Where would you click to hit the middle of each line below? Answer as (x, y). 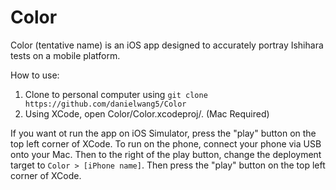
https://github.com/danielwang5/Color (105, 104)
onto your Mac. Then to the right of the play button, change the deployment (166, 154)
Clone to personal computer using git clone (116, 94)
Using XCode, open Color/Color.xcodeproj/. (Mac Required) (147, 113)
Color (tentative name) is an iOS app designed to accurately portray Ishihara (167, 45)
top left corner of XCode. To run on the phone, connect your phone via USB (166, 143)
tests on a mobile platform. (65, 55)
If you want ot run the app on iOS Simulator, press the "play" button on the (163, 133)
